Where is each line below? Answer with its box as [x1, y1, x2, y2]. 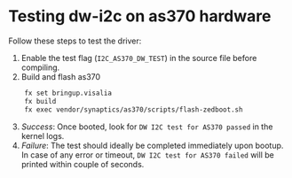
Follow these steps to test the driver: [8, 35, 142, 46]
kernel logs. [20, 130, 65, 141]
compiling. [20, 62, 60, 73]
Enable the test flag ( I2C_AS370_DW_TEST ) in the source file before [20, 52, 257, 63]
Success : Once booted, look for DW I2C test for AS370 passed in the [20, 121, 273, 132]
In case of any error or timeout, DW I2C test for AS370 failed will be [20, 149, 274, 160]
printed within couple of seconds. [20, 159, 145, 169]
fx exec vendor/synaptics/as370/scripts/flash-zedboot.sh [24, 104, 243, 114]
